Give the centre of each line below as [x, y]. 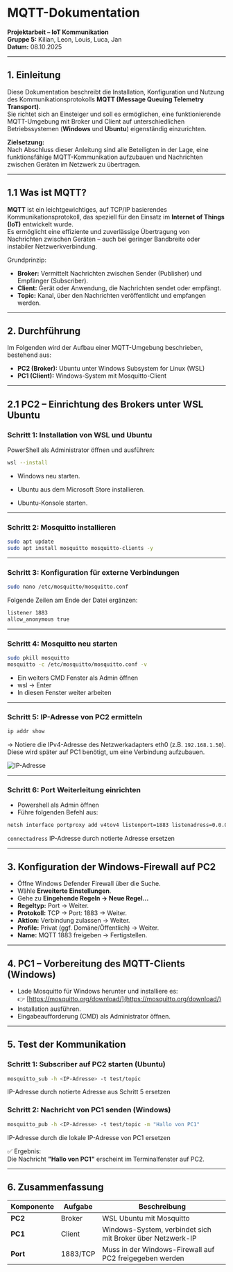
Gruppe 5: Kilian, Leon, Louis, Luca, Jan [64, 39]
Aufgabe [78, 1207]
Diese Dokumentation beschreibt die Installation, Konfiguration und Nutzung [116, 92]
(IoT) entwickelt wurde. [41, 224]
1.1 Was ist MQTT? [47, 193]
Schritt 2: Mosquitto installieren [62, 527]
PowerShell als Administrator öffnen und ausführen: [81, 450]
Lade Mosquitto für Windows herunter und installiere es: [97, 991]
